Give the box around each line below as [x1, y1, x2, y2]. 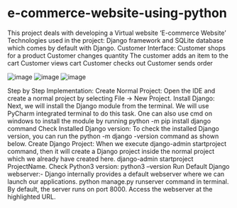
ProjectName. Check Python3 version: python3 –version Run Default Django [7, 162, 230, 170]
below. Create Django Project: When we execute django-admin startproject [7, 139, 227, 147]
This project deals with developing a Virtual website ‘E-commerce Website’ [7, 28, 226, 37]
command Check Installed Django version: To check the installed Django [7, 124, 220, 132]
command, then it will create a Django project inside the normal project [7, 147, 215, 155]
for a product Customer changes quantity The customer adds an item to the [7, 51, 228, 60]
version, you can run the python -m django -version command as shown [7, 132, 219, 140]
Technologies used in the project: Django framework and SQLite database [7, 36, 224, 44]
